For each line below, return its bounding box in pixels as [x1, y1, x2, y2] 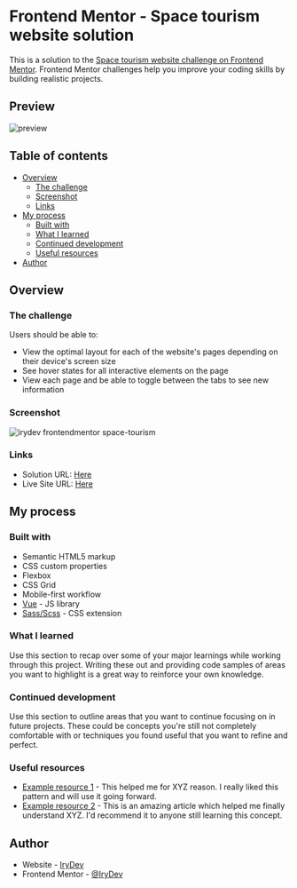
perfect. [9, 740, 38, 750]
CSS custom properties [21, 560, 108, 571]
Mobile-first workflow [21, 589, 102, 599]
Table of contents [9, 148, 108, 163]
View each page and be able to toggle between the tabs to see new [21, 375, 269, 385]
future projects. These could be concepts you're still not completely [9, 721, 257, 732]
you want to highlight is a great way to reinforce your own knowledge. [9, 669, 264, 679]
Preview [9, 99, 56, 115]
